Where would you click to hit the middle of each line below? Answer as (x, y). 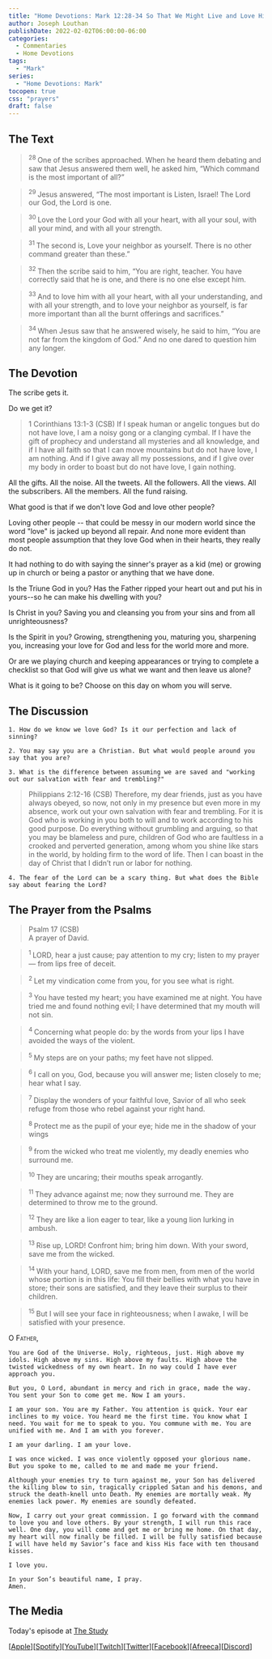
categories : (28, 38)
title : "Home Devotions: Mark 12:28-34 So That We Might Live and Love (132, 16)
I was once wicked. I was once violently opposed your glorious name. (130, 1459)
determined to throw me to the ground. (93, 1203)
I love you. (28, 1565)
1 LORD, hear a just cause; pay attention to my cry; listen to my (132, 954)
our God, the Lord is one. (70, 202)
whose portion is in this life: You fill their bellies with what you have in (144, 1279)
